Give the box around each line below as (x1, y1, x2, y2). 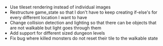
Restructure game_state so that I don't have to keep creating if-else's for (9, 9, 158, 15)
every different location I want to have (9, 15, 87, 20)
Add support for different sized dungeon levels (9, 30, 105, 36)
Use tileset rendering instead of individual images (9, 4, 111, 10)
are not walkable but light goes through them (9, 25, 101, 31)
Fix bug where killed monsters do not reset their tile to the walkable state (9, 35, 158, 41)
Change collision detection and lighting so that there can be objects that (9, 20, 157, 25)
